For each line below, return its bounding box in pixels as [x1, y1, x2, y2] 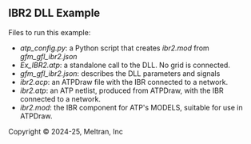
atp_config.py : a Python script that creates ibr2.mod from [19, 43, 209, 53]
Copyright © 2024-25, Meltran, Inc [8, 126, 124, 136]
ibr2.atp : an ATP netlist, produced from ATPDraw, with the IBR [19, 86, 224, 95]
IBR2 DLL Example [8, 6, 101, 20]
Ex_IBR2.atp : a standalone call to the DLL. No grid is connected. [19, 60, 230, 70]
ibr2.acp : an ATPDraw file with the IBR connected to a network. [19, 77, 229, 86]
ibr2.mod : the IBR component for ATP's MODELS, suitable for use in [19, 102, 244, 112]
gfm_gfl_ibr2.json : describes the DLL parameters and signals [19, 68, 221, 78]
